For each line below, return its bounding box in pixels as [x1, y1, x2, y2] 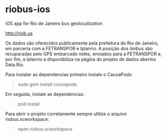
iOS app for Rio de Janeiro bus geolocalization [5, 20, 103, 26]
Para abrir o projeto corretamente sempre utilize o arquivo [5, 111, 127, 117]
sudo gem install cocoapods [17, 81, 77, 87]
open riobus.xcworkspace [17, 126, 73, 132]
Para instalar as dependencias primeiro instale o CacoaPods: [5, 71, 133, 77]
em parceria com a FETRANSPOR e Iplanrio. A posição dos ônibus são [5, 45, 153, 51]
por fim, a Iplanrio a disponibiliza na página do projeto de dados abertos [5, 56, 156, 62]
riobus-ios [5, 4, 50, 15]
